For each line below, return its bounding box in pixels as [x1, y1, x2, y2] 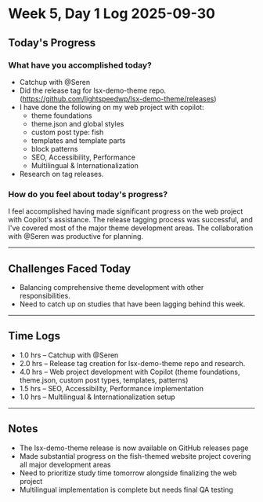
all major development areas [19, 460, 111, 469]
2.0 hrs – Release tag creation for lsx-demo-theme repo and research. [19, 358, 246, 368]
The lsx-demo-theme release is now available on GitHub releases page [19, 443, 249, 453]
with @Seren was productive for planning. [8, 232, 143, 241]
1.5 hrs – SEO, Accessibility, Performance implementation [19, 383, 204, 393]
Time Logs [8, 329, 61, 343]
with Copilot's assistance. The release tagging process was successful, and [8, 215, 253, 225]
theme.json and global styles [31, 119, 124, 128]
